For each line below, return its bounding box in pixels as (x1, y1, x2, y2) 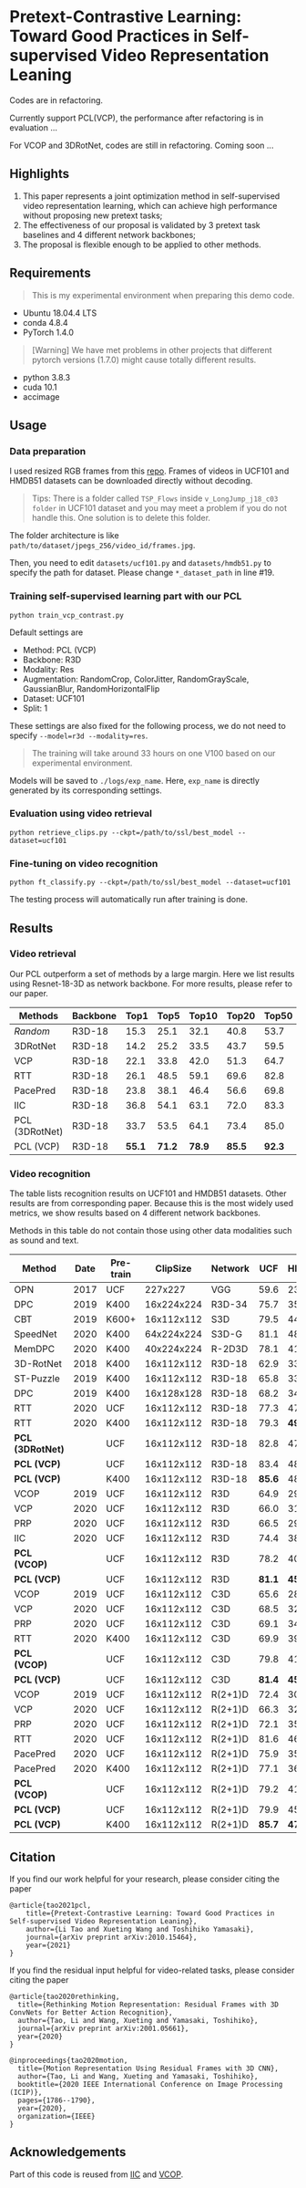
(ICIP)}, (9, 2088, 43, 2097)
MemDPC (14, 1343, 56, 1356)
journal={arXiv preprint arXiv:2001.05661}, (17, 2024, 189, 2033)
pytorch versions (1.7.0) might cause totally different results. (31, 354, 257, 365)
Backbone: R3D (22, 654, 82, 665)
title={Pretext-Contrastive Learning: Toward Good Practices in (25, 1909, 275, 1918)
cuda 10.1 (22, 381, 57, 392)
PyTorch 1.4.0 (22, 327, 75, 338)
